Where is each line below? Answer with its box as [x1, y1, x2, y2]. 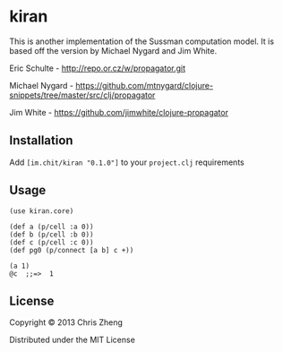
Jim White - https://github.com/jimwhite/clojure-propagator [9, 107, 228, 117]
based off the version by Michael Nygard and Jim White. [9, 45, 218, 56]
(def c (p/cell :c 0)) [9, 237, 94, 247]
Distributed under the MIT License [9, 334, 136, 346]
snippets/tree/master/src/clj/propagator [9, 90, 156, 100]
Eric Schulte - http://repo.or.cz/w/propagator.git [9, 63, 186, 73]
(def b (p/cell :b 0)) [9, 230, 94, 239]
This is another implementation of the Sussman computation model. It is [9, 36, 275, 47]
